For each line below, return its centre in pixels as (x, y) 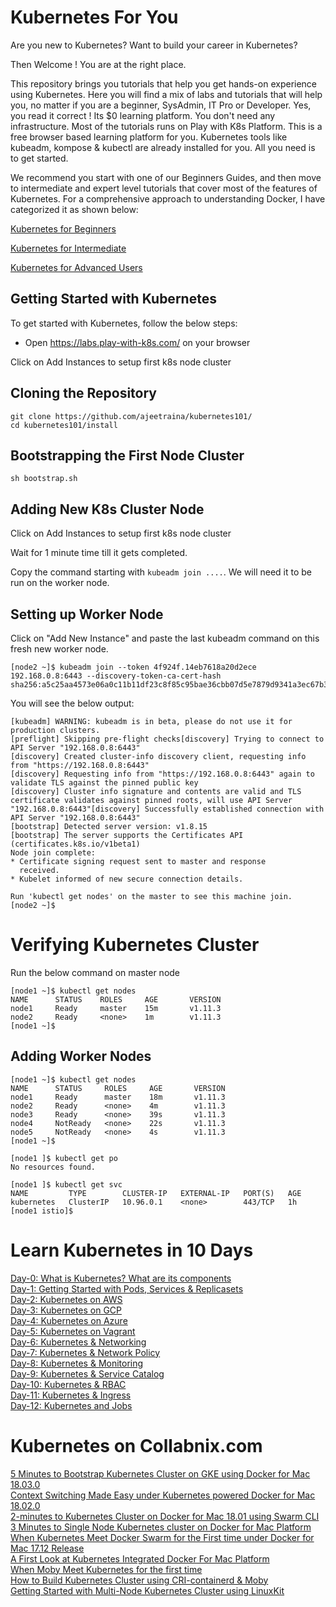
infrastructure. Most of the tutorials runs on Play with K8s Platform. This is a (166, 126)
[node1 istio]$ (42, 1211)
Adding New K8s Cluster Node (107, 509)
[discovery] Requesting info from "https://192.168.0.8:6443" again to (162, 774)
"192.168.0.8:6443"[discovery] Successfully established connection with (167, 809)
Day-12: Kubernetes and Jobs (71, 1405)
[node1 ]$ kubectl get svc (66, 1184)
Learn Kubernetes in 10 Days (132, 1250)
